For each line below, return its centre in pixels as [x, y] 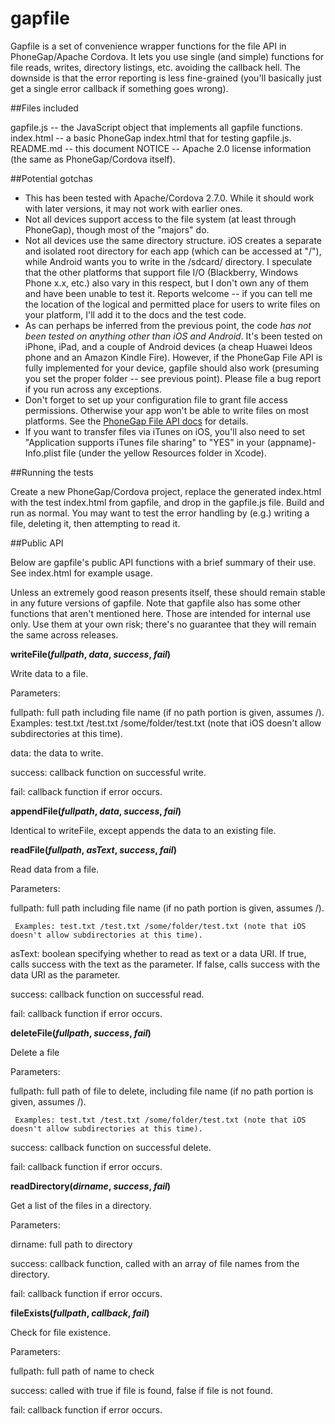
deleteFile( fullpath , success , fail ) [81, 1033]
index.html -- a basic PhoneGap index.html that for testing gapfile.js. [151, 138]
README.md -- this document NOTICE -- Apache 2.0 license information [161, 148]
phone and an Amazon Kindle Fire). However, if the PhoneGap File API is [173, 357]
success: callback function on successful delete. [111, 1147]
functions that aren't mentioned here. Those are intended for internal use [160, 613]
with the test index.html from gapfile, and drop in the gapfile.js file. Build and [167, 502]
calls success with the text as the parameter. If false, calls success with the [165, 964]
